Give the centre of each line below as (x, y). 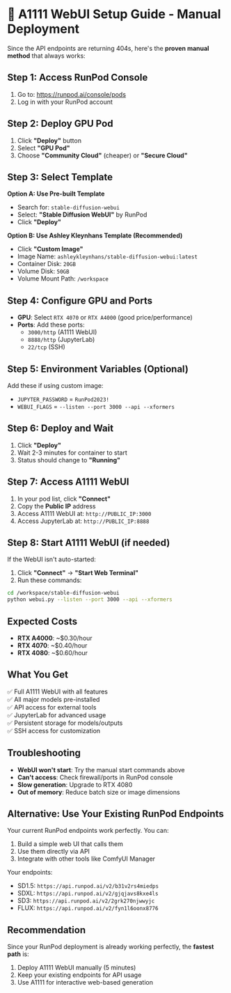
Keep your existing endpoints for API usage (79, 975)
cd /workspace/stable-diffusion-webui (63, 593)
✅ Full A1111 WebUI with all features (58, 691)
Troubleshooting (44, 753)
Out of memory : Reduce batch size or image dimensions (98, 792)
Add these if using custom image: (55, 385)
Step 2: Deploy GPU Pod (60, 124)
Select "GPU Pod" (43, 148)
